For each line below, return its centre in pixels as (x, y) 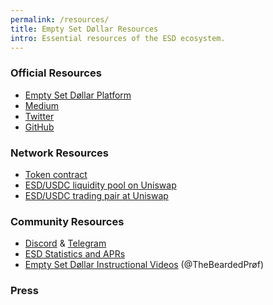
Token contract (56, 174)
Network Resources (59, 153)
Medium (42, 105)
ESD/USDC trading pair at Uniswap (96, 195)
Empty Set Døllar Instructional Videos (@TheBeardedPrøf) (144, 265)
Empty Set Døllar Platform (78, 95)
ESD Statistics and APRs (75, 254)
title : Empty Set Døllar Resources (84, 29)
